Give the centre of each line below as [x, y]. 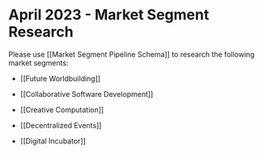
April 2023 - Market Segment [109, 15]
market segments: [38, 63]
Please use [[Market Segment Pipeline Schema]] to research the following [131, 54]
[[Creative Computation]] [62, 110]
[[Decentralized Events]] [61, 125]
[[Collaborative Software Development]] [87, 94]
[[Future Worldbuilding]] [60, 78]
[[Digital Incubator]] [53, 141]
